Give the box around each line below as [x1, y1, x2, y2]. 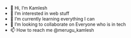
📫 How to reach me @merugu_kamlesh [10, 27, 95, 33]
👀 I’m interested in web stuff [10, 10, 70, 16]
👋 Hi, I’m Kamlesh [10, 5, 48, 11]
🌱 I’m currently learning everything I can [10, 16, 95, 22]
